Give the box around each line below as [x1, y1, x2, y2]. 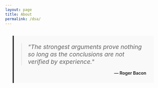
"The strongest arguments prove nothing [28, 43, 142, 51]
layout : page [5, 7, 32, 12]
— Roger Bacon [113, 70, 147, 76]
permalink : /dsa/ [5, 16, 41, 21]
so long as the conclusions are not [28, 50, 125, 58]
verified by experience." [28, 58, 95, 66]
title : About [5, 12, 32, 17]
